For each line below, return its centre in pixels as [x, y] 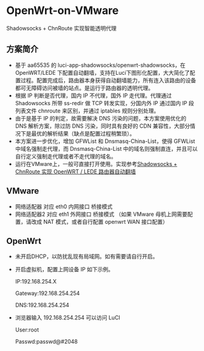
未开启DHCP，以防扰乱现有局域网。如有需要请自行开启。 [87, 257]
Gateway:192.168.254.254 [47, 293]
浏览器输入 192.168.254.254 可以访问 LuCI [67, 318]
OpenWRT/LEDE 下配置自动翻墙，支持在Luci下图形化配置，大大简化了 [102, 72]
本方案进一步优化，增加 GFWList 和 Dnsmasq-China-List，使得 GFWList [105, 141]
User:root [27, 330]
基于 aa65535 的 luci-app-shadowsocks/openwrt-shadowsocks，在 [100, 65]
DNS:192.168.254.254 [42, 305]
